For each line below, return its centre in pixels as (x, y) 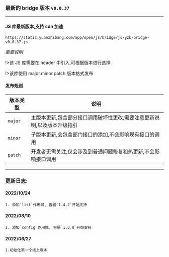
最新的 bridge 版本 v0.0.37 (37, 8)
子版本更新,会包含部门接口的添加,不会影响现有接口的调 (95, 135)
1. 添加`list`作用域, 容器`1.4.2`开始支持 (46, 205)
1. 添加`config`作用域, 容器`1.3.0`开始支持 (48, 228)
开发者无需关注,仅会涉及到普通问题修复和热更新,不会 (93, 151)
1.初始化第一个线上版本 (26, 250)
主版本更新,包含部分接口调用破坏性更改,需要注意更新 (93, 117)
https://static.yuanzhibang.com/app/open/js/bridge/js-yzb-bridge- (77, 37)
